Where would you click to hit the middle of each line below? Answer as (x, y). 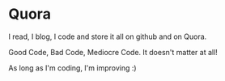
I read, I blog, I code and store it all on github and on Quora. (108, 36)
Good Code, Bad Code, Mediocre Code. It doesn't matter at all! (113, 52)
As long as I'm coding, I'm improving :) (72, 68)
